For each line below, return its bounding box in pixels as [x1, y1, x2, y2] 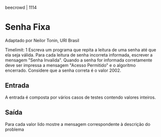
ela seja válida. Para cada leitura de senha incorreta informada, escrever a [5, 52, 153, 58]
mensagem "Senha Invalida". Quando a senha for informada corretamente [5, 57, 152, 63]
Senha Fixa [5, 22, 51, 32]
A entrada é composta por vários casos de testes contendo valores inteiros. [5, 94, 156, 100]
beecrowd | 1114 [5, 5, 37, 10]
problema [5, 126, 24, 132]
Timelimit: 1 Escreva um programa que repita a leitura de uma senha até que [5, 46, 156, 53]
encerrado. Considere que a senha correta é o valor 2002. [5, 67, 121, 73]
